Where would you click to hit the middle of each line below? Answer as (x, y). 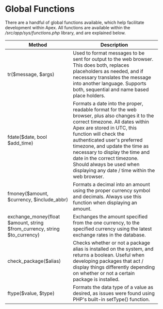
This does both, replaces (101, 65)
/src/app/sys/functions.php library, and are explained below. (65, 33)
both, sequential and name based (111, 90)
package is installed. (96, 279)
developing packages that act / (108, 261)
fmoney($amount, (28, 193)
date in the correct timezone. (106, 158)
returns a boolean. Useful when (108, 255)
